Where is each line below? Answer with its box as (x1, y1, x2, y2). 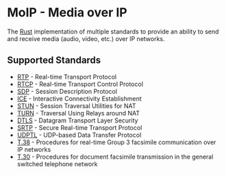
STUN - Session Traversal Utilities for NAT (16, 101, 136, 110)
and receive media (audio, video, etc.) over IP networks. (7, 34, 166, 42)
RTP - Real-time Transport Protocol (16, 72, 117, 81)
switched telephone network (16, 159, 98, 168)
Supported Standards (7, 55, 101, 66)
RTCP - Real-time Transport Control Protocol (16, 80, 144, 88)
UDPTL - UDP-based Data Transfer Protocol (16, 131, 142, 139)
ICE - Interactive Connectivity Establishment (16, 94, 142, 103)
